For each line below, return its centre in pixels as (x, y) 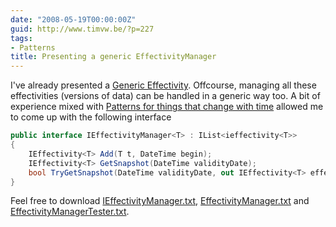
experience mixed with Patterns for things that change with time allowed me (167, 107)
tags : (21, 38)
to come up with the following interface (91, 117)
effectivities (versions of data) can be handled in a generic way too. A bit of (165, 96)
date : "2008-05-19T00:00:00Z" (73, 19)
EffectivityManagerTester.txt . (70, 212)
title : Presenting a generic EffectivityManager (113, 57)
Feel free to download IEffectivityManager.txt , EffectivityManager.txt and (160, 201)
